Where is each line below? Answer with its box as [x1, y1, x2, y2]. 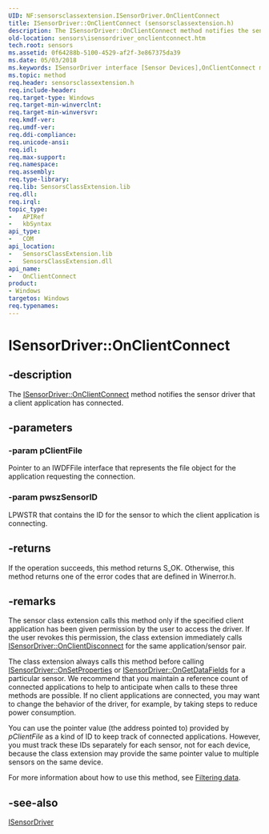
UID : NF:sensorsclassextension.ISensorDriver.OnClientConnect [8, 11, 220, 20]
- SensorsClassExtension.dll [8, 257, 113, 265]
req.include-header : [8, 86, 78, 94]
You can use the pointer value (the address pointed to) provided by [8, 724, 230, 733]
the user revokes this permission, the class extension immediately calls [8, 633, 243, 643]
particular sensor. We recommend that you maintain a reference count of [8, 674, 248, 684]
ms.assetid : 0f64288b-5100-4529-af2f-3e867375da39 [8, 49, 181, 57]
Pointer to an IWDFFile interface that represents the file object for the [8, 463, 236, 473]
